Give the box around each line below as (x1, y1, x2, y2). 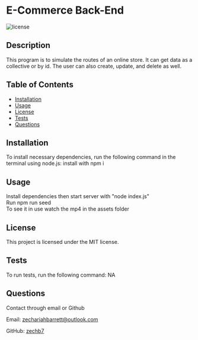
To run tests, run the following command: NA (6, 271, 116, 278)
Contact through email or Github (6, 304, 85, 312)
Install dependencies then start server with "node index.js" (6, 193, 149, 200)
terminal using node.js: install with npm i (6, 160, 104, 167)
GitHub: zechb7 (6, 327, 44, 334)
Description (6, 40, 50, 50)
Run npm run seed (6, 199, 52, 206)
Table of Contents (6, 80, 74, 90)
